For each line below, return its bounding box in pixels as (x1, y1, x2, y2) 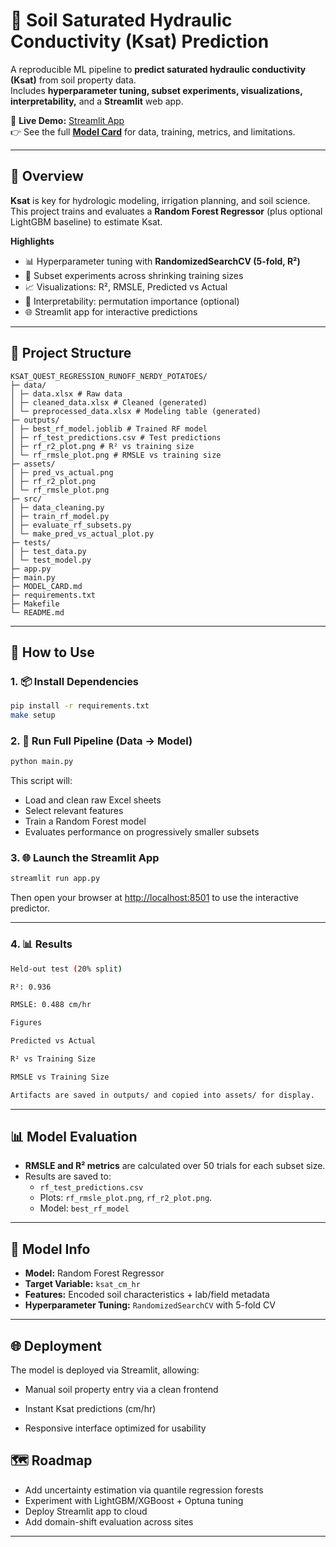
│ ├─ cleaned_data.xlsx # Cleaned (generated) (10, 397, 208, 408)
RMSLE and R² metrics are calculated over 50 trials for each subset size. (24, 1160, 326, 1172)
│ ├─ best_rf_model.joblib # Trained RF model (10, 424, 208, 434)
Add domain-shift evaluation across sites (24, 1515, 194, 1528)
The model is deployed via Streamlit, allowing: (10, 1364, 200, 1376)
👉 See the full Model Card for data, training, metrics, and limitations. (10, 125, 296, 138)
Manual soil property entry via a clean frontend (24, 1384, 219, 1396)
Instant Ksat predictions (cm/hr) (24, 1403, 157, 1415)
